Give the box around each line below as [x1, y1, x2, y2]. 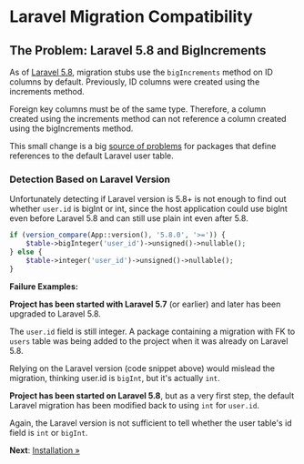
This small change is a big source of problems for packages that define [9, 141, 277, 151]
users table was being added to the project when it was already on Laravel [9, 335, 289, 347]
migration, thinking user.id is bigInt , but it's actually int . [9, 372, 220, 383]
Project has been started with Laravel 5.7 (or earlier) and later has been [9, 298, 281, 309]
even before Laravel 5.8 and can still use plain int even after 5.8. [9, 213, 248, 224]
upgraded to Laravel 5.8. [9, 308, 102, 319]
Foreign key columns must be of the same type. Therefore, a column [9, 104, 267, 115]
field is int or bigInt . [9, 427, 88, 438]
